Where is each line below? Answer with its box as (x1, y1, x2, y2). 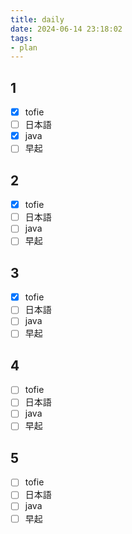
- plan (10, 42, 38, 53)
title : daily (10, 14, 65, 25)
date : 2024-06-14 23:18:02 (10, 24, 123, 34)
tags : (10, 33, 33, 43)
